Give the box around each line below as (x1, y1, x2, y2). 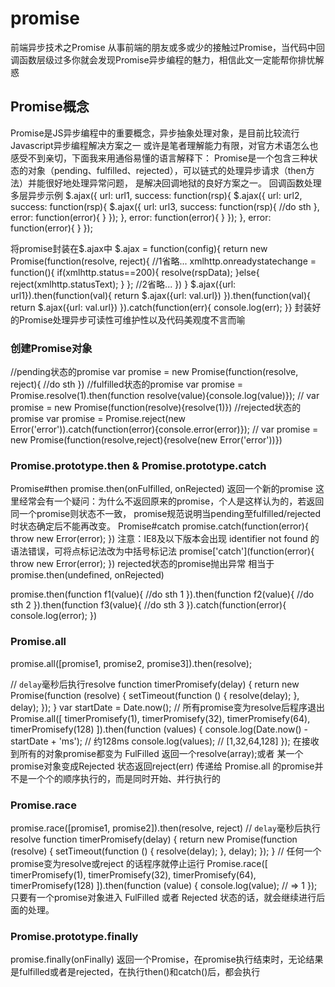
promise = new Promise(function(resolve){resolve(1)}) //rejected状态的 (10, 402, 302, 414)
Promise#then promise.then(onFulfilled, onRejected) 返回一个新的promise (10, 483, 313, 495)
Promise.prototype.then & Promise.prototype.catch (10, 458, 267, 472)
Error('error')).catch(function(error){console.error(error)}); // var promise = (10, 423, 319, 436)
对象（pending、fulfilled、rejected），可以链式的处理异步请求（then (27, 164, 307, 176)
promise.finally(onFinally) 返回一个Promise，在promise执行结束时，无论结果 (10, 953, 324, 966)
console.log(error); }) (10, 610, 98, 622)
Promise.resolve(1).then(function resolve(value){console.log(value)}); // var (10, 390, 320, 402)
